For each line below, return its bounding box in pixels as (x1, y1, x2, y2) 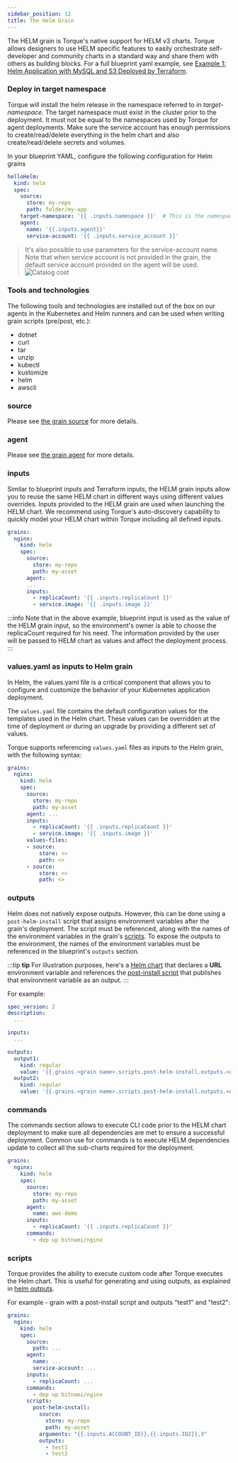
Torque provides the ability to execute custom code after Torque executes (7, 1269, 223, 1278)
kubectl (17, 360, 40, 369)
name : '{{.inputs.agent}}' (25, 226, 106, 233)
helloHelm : (7, 173, 40, 180)
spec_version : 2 (7, 1003, 55, 1011)
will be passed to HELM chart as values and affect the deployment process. (7, 636, 228, 645)
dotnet (17, 330, 38, 339)
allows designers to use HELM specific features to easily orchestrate (7, 44, 208, 52)
